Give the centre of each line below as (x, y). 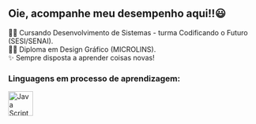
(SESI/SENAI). (31, 41)
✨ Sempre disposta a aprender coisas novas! (82, 57)
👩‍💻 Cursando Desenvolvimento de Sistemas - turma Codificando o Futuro (128, 32)
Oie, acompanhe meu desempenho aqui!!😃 (117, 14)
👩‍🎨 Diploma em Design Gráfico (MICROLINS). (82, 49)
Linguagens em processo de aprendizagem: (94, 78)
